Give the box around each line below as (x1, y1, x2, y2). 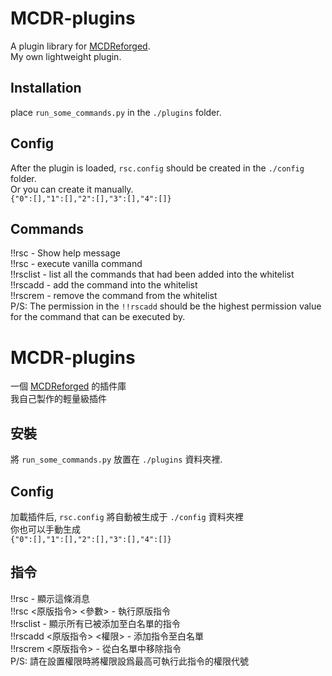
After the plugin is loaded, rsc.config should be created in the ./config (10, 162, 305, 174)
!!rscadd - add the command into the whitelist (10, 279, 198, 291)
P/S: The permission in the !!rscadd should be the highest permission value (10, 300, 322, 312)
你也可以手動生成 (10, 523, 81, 535)
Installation (10, 80, 82, 97)
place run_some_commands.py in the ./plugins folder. (10, 106, 222, 118)
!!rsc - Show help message (10, 247, 121, 259)
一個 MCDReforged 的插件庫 (10, 380, 127, 392)
